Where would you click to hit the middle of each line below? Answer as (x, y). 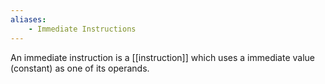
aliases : (28, 19)
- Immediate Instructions (82, 29)
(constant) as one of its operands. (80, 68)
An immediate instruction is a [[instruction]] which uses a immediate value (162, 57)
